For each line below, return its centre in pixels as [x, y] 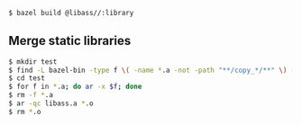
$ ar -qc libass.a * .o [51, 103]
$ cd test [27, 78]
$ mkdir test [33, 62]
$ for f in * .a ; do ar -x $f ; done [75, 87]
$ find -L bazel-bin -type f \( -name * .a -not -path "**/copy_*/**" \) [148, 70]
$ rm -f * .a [31, 95]
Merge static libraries [70, 41]
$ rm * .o [25, 112]
